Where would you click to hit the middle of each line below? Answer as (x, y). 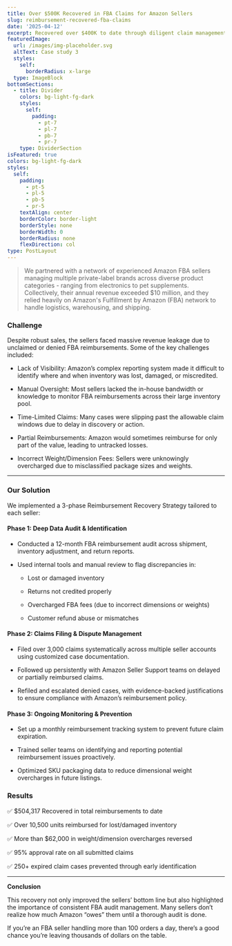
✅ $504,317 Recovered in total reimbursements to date (85, 811)
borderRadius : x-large (58, 71)
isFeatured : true (32, 155)
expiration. (32, 737)
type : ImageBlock (38, 78)
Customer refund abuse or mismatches (83, 618)
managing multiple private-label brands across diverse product (114, 278)
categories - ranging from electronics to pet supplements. (106, 285)
